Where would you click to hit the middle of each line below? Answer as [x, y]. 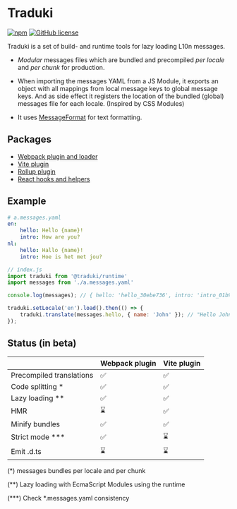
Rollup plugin [37, 172]
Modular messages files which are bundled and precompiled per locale [121, 60]
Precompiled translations [52, 375]
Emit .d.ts [26, 452]
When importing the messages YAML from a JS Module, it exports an [118, 81]
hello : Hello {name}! [51, 231]
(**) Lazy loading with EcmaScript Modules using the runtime [96, 484]
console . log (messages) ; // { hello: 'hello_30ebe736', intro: [101, 295]
